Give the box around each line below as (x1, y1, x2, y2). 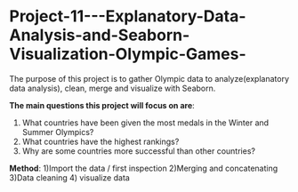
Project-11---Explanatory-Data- (9, 6, 246, 27)
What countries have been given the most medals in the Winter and (21, 117, 270, 128)
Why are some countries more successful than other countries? (21, 145, 256, 156)
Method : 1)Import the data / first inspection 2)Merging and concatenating (9, 163, 278, 173)
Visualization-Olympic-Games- (9, 44, 246, 64)
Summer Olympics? (21, 126, 94, 137)
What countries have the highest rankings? (21, 136, 180, 147)
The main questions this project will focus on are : (9, 100, 196, 110)
